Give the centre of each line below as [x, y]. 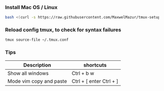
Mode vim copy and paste [37, 81]
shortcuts [95, 65]
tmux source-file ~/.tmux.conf [37, 40]
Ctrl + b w [83, 73]
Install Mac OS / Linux [31, 7]
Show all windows [28, 73]
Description [37, 65]
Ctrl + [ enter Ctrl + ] [95, 81]
